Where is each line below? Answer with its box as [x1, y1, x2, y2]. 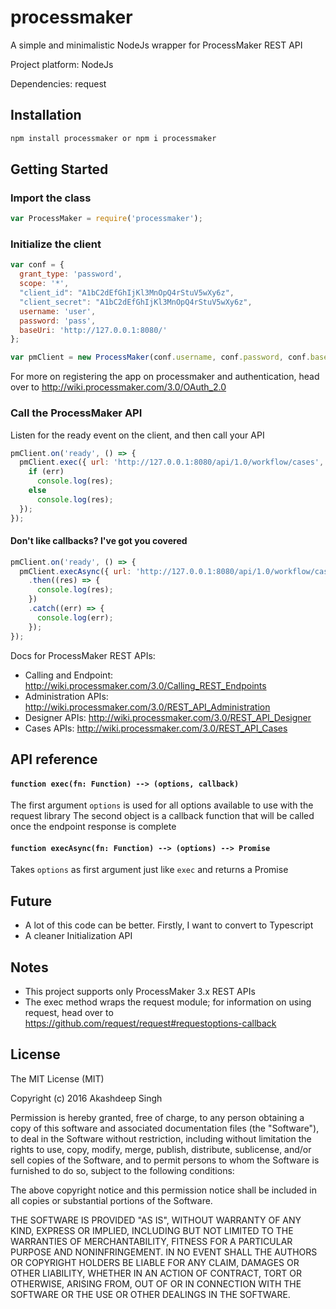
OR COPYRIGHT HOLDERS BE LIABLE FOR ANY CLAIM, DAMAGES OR [10, 1256, 300, 1268]
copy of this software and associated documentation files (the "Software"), [10, 1122, 320, 1134]
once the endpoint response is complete [10, 821, 177, 833]
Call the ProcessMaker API [10, 406, 143, 420]
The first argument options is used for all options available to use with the [10, 799, 314, 811]
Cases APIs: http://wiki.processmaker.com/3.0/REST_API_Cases [24, 722, 288, 734]
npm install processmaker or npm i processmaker [10, 133, 217, 143]
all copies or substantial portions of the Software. [10, 1194, 213, 1206]
